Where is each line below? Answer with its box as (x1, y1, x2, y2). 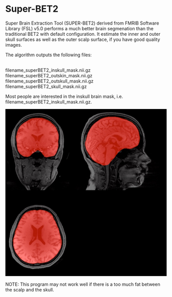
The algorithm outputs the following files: (5, 52, 92, 58)
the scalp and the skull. (5, 286, 55, 292)
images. (5, 41, 22, 48)
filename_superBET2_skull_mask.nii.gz (5, 83, 87, 90)
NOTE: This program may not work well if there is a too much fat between (5, 281, 160, 287)
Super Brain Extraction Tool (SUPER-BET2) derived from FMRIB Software (5, 20, 160, 26)
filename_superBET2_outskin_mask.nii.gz (5, 72, 93, 78)
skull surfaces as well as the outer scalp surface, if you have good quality (5, 36, 160, 43)
